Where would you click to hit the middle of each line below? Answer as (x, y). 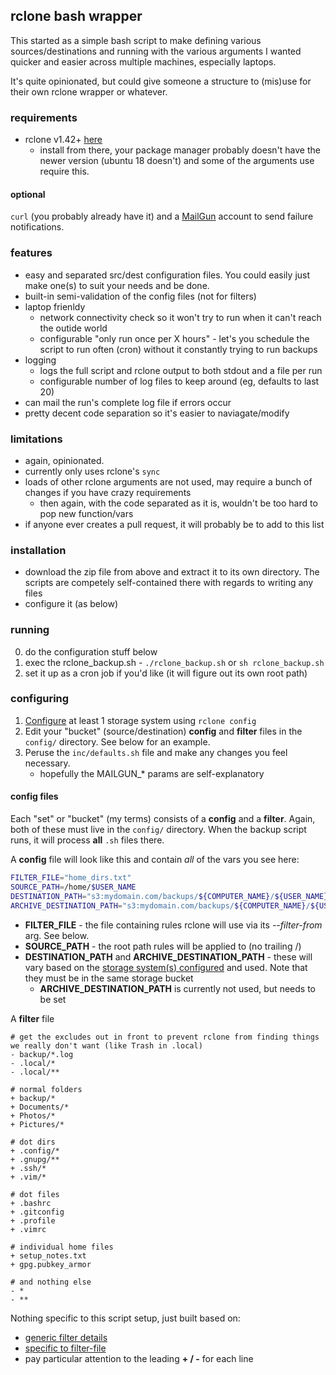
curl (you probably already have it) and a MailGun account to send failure (162, 216)
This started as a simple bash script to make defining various (136, 40)
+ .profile (33, 1220)
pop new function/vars (86, 513)
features (31, 253)
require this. (64, 171)
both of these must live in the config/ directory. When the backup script (158, 829)
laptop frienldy (55, 306)
